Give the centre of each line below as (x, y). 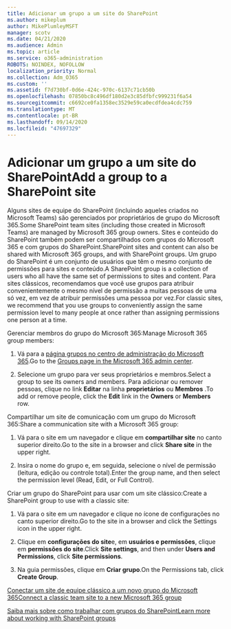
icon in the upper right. (49, 529)
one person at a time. (37, 320)
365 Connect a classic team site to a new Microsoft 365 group (95, 597)
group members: (31, 341)
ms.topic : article (33, 52)
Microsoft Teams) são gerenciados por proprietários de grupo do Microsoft (113, 218)
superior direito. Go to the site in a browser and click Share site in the (114, 445)
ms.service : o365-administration (55, 58)
